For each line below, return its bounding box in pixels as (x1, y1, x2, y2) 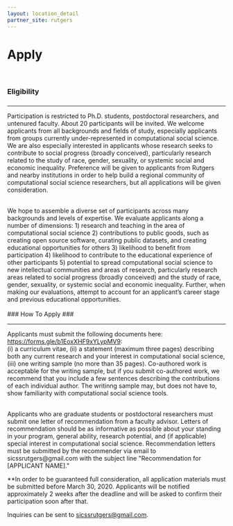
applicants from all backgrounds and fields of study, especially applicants (7, 126, 217, 135)
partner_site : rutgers (7, 17, 73, 24)
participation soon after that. (7, 498, 89, 506)
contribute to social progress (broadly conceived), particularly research (7, 149, 212, 157)
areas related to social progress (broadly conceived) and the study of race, (7, 273, 222, 281)
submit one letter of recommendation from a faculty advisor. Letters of (7, 418, 209, 426)
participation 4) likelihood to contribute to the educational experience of (7, 251, 213, 259)
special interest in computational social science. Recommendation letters (7, 439, 216, 448)
